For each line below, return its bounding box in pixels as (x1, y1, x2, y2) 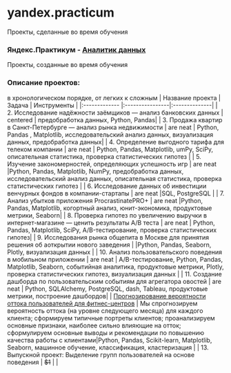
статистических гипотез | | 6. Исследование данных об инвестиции (7, 182, 207, 190)
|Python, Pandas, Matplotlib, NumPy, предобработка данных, (7, 167, 184, 175)
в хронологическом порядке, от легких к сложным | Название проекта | (7, 93, 221, 102)
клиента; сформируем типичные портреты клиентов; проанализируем (7, 314, 215, 322)
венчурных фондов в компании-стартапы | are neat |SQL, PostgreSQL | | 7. (7, 189, 225, 198)
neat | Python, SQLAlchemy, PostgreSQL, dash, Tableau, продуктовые (7, 285, 208, 293)
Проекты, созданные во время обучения (7, 61, 128, 69)
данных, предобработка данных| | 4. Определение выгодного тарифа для (7, 137, 225, 146)
